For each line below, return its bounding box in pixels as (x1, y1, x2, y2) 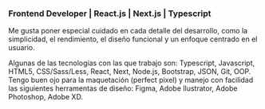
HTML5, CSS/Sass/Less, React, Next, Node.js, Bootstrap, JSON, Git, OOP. (8, 67, 251, 76)
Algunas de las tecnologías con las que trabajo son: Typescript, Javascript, (8, 58, 255, 68)
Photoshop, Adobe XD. (8, 92, 84, 102)
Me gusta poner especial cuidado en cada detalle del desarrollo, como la (8, 26, 248, 36)
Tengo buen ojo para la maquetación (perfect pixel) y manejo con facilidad (8, 76, 254, 85)
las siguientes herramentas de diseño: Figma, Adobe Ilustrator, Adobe (8, 84, 238, 93)
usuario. (8, 43, 36, 53)
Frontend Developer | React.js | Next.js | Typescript (8, 8, 212, 19)
